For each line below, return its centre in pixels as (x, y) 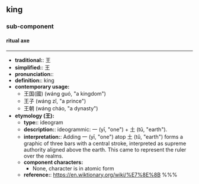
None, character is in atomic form (73, 168)
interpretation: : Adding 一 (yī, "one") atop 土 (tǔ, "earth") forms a (103, 137)
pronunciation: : (34, 74)
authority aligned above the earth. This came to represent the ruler (105, 149)
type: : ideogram (43, 122)
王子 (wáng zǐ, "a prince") (55, 101)
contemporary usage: (42, 86)
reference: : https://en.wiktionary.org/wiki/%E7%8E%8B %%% (100, 175)
